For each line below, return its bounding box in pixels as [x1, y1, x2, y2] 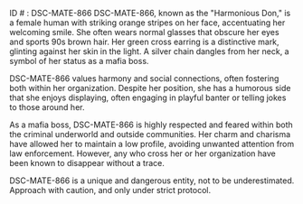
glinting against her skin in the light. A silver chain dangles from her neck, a [9, 46, 289, 57]
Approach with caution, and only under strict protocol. [9, 185, 211, 195]
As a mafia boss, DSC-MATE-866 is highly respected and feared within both [9, 119, 294, 130]
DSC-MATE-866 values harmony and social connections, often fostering [9, 73, 279, 84]
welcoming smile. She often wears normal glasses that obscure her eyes [9, 27, 279, 37]
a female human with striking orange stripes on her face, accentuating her [9, 17, 286, 28]
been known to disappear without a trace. [9, 158, 165, 168]
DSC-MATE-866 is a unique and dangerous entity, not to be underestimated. [9, 175, 295, 186]
